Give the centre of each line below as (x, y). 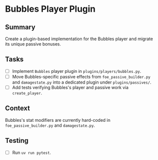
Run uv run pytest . (31, 152)
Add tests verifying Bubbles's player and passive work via (70, 87)
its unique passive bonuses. (33, 44)
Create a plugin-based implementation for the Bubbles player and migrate (79, 39)
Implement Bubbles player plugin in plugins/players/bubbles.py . (77, 71)
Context (18, 108)
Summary (20, 27)
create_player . (27, 93)
